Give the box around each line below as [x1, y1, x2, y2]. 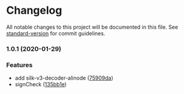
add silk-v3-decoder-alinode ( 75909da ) [14, 74, 114, 81]
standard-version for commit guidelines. [6, 29, 105, 37]
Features [6, 60, 33, 69]
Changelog [6, 4, 62, 17]
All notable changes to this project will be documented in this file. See [6, 23, 179, 31]
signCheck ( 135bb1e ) [14, 81, 67, 88]
